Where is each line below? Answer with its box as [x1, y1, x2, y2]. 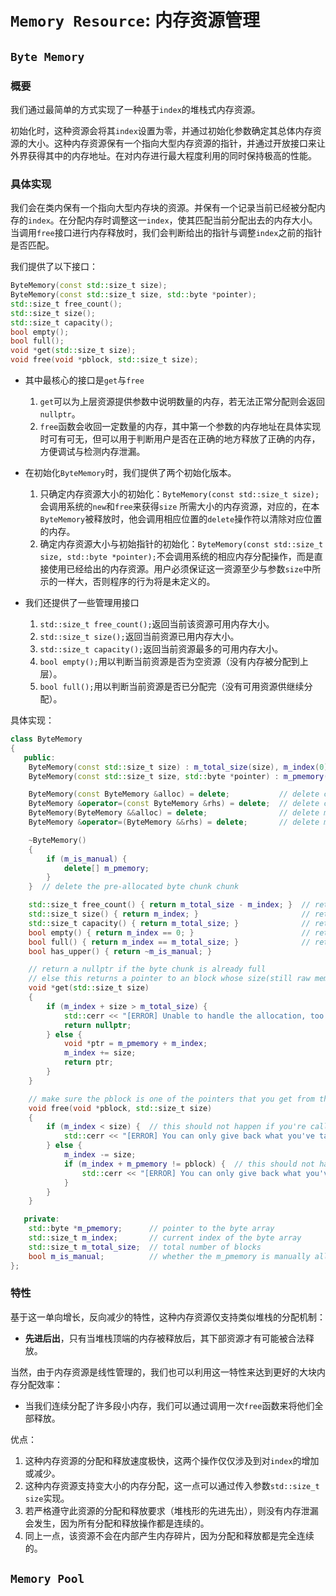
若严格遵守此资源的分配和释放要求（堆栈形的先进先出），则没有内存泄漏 [24, 1504, 319, 1516]
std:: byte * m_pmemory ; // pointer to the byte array [28, 1224, 275, 1234]
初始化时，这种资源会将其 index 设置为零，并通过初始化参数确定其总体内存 [10, 124, 313, 136]
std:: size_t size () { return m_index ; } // [28, 909, 311, 920]
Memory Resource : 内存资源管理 [10, 9, 260, 32]
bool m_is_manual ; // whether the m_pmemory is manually [28, 1251, 311, 1261]
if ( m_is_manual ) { [46, 854, 128, 864]
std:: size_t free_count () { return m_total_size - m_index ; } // [28, 900, 311, 910]
